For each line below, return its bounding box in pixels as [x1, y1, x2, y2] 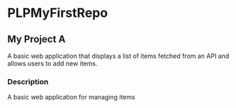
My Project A [7, 33, 66, 45]
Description [7, 76, 49, 86]
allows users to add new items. [7, 59, 98, 68]
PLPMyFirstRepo [7, 5, 108, 21]
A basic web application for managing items [7, 93, 136, 102]
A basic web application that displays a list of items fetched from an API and [7, 52, 230, 60]
